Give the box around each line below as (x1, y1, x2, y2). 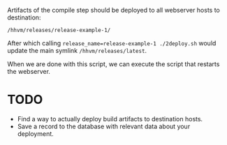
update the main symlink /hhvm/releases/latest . (7, 47, 147, 54)
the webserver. (7, 68, 51, 75)
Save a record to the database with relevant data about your (17, 122, 191, 130)
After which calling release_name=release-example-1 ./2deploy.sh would (7, 39, 217, 47)
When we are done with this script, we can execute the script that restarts (7, 60, 220, 68)
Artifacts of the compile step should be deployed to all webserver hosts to (7, 6, 220, 14)
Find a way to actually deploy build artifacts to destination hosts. (17, 114, 203, 123)
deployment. (17, 129, 54, 138)
